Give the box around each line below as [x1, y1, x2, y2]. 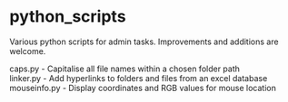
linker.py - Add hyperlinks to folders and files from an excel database [9, 72, 268, 83]
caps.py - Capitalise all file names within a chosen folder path [9, 63, 241, 74]
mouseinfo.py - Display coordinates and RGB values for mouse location [9, 82, 277, 93]
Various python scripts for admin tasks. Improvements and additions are [9, 36, 279, 47]
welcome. [9, 45, 46, 56]
